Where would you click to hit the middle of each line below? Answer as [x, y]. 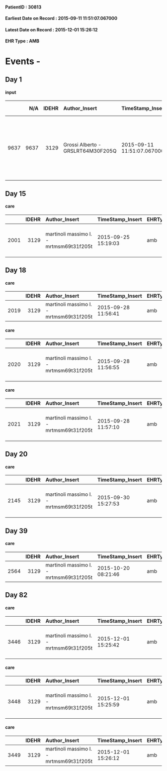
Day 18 [16, 271]
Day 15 [16, 193]
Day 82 [16, 595]
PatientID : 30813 [23, 7]
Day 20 [17, 454]
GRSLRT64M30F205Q [90, 151]
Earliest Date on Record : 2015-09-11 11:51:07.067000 [61, 18]
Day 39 [16, 531]
